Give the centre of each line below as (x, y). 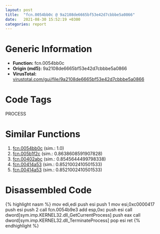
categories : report (26, 24)
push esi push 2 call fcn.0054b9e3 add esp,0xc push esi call (69, 210)
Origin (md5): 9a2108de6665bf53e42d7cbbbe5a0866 (70, 68)
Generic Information (49, 49)
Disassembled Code (49, 190)
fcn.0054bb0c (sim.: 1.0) (38, 148)
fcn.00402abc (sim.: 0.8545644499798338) (59, 159)
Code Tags (28, 100)
